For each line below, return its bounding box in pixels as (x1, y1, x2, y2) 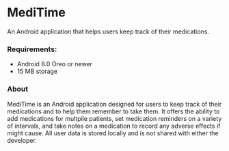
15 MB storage (16, 67, 58, 76)
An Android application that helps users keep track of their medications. (7, 27, 210, 36)
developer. (7, 136, 38, 144)
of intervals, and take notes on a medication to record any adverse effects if (7, 122, 221, 130)
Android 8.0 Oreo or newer (16, 60, 93, 68)
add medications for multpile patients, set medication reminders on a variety (7, 114, 222, 122)
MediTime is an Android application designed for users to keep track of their (7, 100, 222, 108)
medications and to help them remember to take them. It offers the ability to (7, 107, 220, 115)
